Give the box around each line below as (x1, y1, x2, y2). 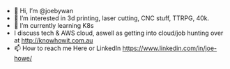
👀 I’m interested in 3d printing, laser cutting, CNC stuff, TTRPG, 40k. (13, 14, 210, 22)
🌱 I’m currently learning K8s (13, 22, 94, 29)
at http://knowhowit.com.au (13, 36, 93, 45)
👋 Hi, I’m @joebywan (13, 7, 74, 15)
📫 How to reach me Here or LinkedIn (13, 44, 121, 52)
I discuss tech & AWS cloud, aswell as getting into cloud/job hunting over (13, 29, 224, 37)
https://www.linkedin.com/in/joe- (122, 44, 217, 52)
